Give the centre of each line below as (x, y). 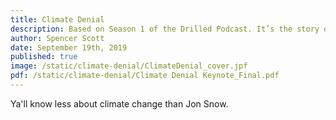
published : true (44, 57)
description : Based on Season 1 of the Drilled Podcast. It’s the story (165, 29)
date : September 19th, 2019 (69, 47)
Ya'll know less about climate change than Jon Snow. (119, 103)
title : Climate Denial (57, 19)
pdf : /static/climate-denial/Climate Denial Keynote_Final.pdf (145, 76)
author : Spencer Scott (57, 38)
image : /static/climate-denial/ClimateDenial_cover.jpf (129, 66)
